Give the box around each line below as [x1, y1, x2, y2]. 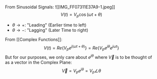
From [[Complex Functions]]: [5, 36, 63, 42]
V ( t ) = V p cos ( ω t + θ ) [60, 12, 103, 18]
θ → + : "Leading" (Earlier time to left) [12, 22, 87, 28]
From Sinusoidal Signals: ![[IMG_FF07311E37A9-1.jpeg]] [5, 4, 115, 10]
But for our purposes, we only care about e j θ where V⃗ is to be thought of [5, 53, 152, 60]
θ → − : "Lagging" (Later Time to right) [12, 27, 89, 33]
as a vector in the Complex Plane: [5, 59, 72, 65]
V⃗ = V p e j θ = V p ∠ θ [62, 67, 101, 75]
